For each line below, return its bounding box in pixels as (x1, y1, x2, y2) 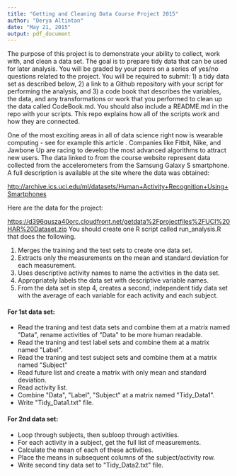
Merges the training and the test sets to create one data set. (17, 246, 192, 255)
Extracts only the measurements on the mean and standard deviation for (17, 254, 229, 262)
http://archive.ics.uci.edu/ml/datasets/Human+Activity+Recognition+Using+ (7, 182, 229, 191)
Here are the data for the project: (7, 203, 104, 212)
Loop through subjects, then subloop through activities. (17, 430, 180, 439)
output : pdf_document (7, 30, 71, 38)
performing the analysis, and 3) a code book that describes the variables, (7, 87, 221, 96)
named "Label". (17, 346, 63, 354)
